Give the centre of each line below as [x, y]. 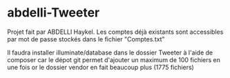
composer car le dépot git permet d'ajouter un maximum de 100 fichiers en [114, 59]
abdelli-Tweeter [54, 13]
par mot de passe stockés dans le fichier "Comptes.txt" [86, 39]
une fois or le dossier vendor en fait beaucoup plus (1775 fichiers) [101, 67]
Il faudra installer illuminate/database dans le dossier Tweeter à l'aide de [110, 52]
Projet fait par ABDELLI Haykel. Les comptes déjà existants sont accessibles [115, 32]
